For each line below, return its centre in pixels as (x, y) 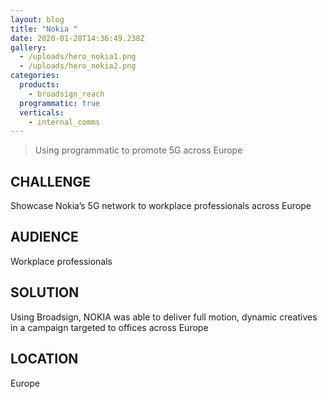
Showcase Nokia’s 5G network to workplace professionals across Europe (161, 206)
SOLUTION (45, 292)
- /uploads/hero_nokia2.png (78, 66)
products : (39, 85)
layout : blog (37, 19)
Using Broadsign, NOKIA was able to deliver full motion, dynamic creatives (164, 317)
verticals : (42, 112)
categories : (35, 76)
